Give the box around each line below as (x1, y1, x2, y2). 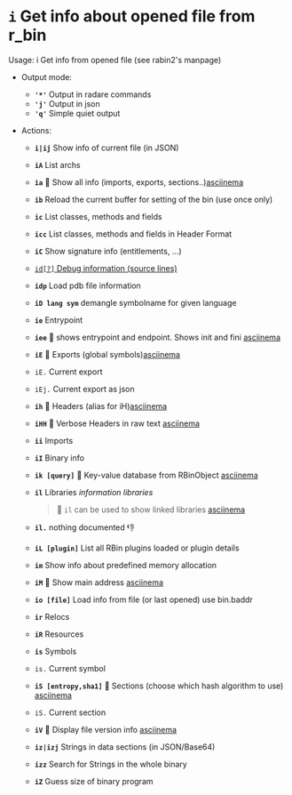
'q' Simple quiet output (34, 108, 121, 118)
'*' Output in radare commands (34, 89, 152, 100)
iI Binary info (34, 452, 85, 463)
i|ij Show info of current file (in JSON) (34, 142, 179, 153)
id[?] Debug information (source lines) (34, 262, 178, 273)
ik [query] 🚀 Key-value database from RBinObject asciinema (34, 470, 258, 480)
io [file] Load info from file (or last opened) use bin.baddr (34, 594, 254, 605)
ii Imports (34, 435, 74, 446)
